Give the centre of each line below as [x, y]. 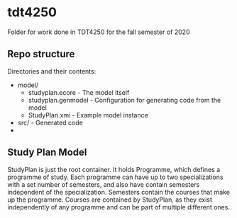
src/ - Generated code [50, 122]
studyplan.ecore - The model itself [79, 92]
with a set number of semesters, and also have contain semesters [104, 184]
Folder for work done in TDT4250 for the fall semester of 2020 [99, 32]
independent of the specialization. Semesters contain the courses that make [119, 192]
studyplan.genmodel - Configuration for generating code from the [125, 100]
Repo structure [41, 54]
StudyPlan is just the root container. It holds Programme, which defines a [114, 169]
